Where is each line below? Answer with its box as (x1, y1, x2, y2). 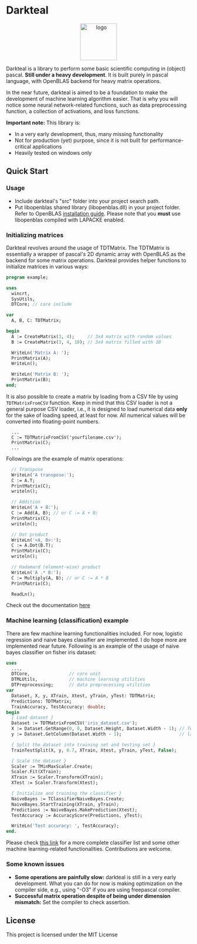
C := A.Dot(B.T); (11, 542, 54, 548)
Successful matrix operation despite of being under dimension (14, 892, 171, 899)
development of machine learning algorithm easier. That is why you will (6, 95, 178, 102)
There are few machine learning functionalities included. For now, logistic (6, 630, 183, 637)
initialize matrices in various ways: (6, 263, 89, 270)
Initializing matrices (6, 231, 64, 239)
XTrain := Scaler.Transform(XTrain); (11, 774, 104, 780)
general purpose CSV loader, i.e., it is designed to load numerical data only (6, 405, 188, 412)
